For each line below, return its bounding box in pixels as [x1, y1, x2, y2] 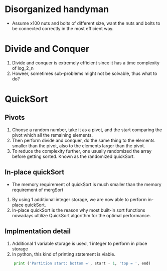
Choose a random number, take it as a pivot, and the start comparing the [12, 127, 162, 133]
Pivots [5, 113, 25, 122]
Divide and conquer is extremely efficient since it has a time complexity [12, 59, 160, 66]
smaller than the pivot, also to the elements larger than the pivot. [12, 142, 145, 149]
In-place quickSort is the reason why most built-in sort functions [12, 207, 145, 213]
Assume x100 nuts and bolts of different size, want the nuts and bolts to [12, 20, 160, 26]
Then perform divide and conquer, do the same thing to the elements [12, 137, 155, 143]
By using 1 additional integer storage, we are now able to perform [12, 196, 147, 202]
